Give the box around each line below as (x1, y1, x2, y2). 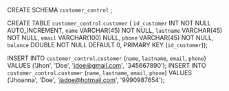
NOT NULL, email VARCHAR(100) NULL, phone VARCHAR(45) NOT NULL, (7, 34, 214, 42)
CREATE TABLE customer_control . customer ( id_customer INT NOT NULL (7, 19, 211, 27)
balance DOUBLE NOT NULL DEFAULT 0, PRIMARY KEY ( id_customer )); (7, 41, 208, 49)
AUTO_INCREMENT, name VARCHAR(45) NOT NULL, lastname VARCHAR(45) (7, 27, 223, 34)
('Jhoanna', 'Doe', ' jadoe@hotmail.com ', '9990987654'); (7, 76, 165, 84)
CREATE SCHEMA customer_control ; (7, 6, 113, 14)
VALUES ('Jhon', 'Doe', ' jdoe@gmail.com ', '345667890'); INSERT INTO (7, 62, 206, 69)
